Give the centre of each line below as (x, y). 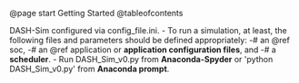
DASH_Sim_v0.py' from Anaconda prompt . (90, 69)
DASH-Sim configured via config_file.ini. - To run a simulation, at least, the (149, 30)
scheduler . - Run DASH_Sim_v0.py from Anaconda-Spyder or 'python (141, 59)
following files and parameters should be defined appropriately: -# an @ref (150, 40)
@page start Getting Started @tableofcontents (96, 13)
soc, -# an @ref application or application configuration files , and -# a (143, 50)
